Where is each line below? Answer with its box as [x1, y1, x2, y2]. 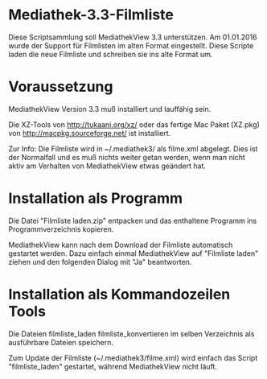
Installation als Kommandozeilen [8, 286, 231, 303]
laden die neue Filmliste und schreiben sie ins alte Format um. [8, 49, 213, 59]
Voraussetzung [8, 78, 113, 96]
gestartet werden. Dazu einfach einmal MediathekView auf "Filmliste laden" [8, 248, 259, 258]
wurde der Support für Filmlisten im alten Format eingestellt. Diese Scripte [8, 40, 254, 50]
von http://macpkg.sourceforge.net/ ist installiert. [8, 128, 171, 138]
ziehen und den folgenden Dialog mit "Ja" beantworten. [8, 257, 192, 266]
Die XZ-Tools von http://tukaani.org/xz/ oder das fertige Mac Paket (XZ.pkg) [8, 119, 260, 130]
